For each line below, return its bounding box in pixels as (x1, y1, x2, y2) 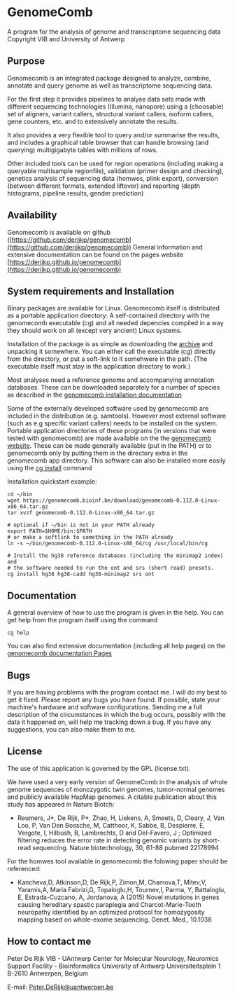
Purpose (7, 55, 45, 67)
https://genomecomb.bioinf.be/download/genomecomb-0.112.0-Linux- (22, 497, 220, 505)
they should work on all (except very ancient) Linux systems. (7, 327, 183, 335)
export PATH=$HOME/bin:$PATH (7, 528, 92, 535)
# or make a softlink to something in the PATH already (7, 534, 173, 541)
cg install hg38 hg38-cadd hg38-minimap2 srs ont (7, 570, 155, 578)
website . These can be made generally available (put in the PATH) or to (7, 442, 212, 450)
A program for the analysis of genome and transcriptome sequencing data (7, 27, 222, 36)
